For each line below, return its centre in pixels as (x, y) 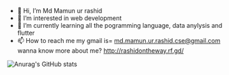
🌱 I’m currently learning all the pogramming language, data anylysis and (120, 25)
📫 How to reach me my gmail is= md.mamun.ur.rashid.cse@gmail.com (119, 41)
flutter (26, 33)
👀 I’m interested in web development (69, 18)
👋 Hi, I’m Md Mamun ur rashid (60, 11)
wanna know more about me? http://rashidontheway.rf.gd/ (100, 51)
